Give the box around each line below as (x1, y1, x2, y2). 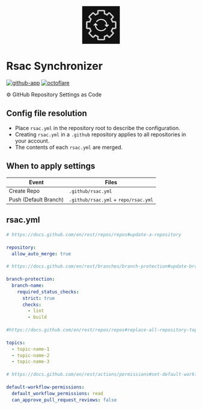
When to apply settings (6, 161, 96, 171)
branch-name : (11, 283, 44, 289)
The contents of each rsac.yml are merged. (14, 143, 123, 151)
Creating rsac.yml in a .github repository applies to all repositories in (14, 131, 186, 138)
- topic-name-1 (11, 346, 50, 352)
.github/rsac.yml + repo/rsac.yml (69, 196, 153, 203)
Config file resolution (6, 108, 87, 119)
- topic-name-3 (11, 358, 50, 365)
